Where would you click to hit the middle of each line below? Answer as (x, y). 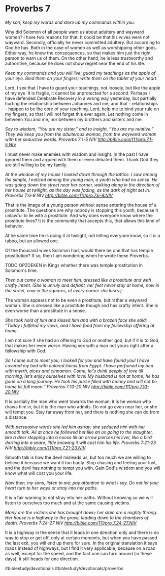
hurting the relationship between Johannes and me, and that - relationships (82, 103)
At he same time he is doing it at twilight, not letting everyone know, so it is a (82, 235)
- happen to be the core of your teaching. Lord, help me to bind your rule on (82, 109)
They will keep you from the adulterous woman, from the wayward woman (81, 134)
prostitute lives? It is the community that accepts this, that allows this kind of (82, 221)
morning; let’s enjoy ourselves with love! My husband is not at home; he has (82, 376)
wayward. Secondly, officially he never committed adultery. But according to (82, 42)
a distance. (16, 417)
